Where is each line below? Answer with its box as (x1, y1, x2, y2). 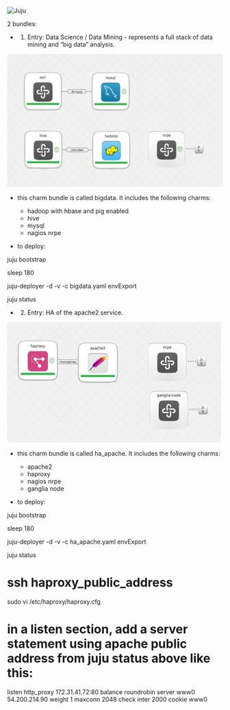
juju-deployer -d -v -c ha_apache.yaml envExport (7, 538, 146, 546)
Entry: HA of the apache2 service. (27, 308, 123, 317)
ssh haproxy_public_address (7, 575, 173, 591)
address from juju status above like (7, 651, 211, 666)
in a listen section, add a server (7, 622, 188, 637)
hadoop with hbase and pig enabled (27, 207, 129, 215)
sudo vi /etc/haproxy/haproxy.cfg (7, 598, 101, 606)
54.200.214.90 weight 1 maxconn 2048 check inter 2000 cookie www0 (7, 696, 207, 704)
